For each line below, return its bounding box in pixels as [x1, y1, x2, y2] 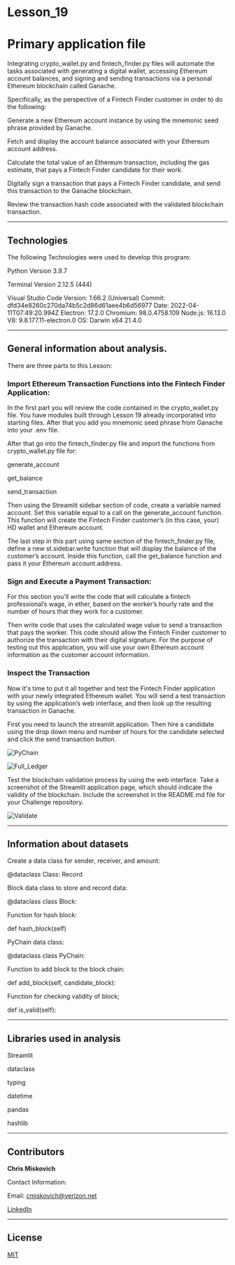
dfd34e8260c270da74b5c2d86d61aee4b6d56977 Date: [7, 301, 169, 309]
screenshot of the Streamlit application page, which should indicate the [7, 783, 213, 791]
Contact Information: [7, 1178, 67, 1187]
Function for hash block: [7, 911, 78, 919]
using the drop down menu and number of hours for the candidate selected [7, 727, 225, 735]
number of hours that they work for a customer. [7, 607, 144, 616]
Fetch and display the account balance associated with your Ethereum [7, 137, 210, 146]
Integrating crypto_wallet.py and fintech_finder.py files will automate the [7, 59, 215, 68]
